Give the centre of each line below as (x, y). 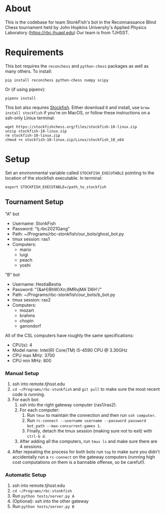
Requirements (34, 53)
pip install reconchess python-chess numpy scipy (57, 80)
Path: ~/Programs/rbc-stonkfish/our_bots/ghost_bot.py (68, 234)
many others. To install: (29, 71)
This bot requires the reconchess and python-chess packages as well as (77, 66)
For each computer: (40, 410)
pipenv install (21, 98)
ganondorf (30, 326)
